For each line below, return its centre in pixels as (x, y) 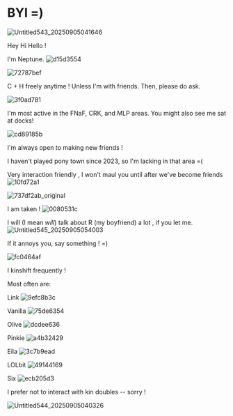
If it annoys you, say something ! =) (58, 243)
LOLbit (17, 364)
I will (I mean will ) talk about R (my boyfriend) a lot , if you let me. (100, 222)
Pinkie (16, 338)
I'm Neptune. (26, 59)
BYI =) (25, 13)
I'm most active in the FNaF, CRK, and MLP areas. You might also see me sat (117, 113)
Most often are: (29, 284)
